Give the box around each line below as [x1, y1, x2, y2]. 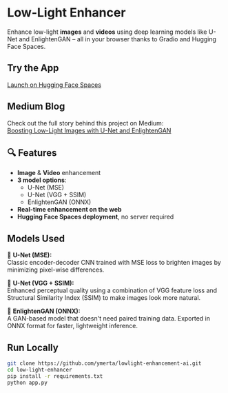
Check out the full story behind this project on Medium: [7, 119, 164, 127]
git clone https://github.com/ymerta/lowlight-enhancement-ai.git [7, 360, 202, 367]
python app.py [7, 379, 48, 386]
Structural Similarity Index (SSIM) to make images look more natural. [7, 294, 201, 302]
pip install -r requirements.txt [7, 372, 103, 380]
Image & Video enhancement [17, 169, 101, 177]
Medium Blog [7, 101, 65, 112]
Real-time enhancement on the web [17, 205, 122, 214]
